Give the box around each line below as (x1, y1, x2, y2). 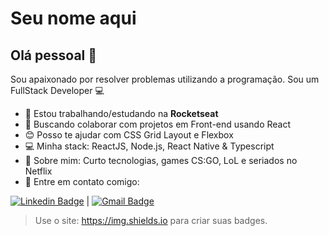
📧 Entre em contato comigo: (24, 176, 140, 187)
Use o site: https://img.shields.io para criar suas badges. (34, 215, 268, 226)
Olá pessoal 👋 (10, 47, 98, 64)
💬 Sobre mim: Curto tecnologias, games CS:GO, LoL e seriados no (24, 155, 298, 166)
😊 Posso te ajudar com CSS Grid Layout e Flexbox (24, 129, 234, 141)
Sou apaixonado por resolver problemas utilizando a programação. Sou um (10, 73, 320, 85)
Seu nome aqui (10, 7, 137, 30)
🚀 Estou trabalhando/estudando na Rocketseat (24, 108, 219, 119)
